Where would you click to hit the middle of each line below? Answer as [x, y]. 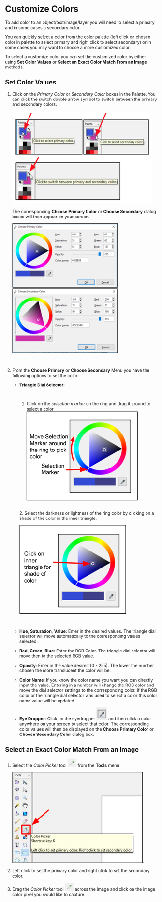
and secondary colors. [34, 104]
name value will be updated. [47, 701]
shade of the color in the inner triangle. [58, 518]
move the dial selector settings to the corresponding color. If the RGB [88, 690]
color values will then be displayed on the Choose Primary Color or [86, 729]
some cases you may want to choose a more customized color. [68, 47]
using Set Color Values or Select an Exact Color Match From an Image [76, 62]
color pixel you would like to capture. [49, 894]
